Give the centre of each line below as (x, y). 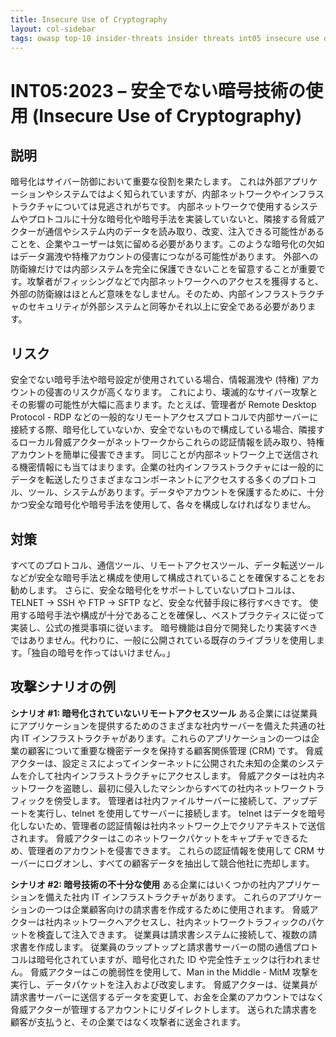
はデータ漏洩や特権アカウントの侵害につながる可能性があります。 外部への (164, 257)
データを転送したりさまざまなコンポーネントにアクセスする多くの (146, 480)
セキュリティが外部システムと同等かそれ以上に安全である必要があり (167, 307)
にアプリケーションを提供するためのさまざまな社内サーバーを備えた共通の (163, 725)
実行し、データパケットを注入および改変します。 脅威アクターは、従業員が (164, 984)
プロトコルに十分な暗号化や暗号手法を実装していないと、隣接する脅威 (172, 219)
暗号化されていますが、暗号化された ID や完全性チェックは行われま (174, 959)
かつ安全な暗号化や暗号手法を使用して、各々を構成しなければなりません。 (163, 505)
